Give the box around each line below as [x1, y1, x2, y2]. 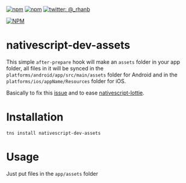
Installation [6, 110, 64, 124]
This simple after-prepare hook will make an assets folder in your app [6, 58, 181, 66]
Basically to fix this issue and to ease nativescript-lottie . [6, 89, 144, 96]
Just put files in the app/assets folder [6, 170, 98, 177]
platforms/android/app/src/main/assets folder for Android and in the [6, 71, 178, 78]
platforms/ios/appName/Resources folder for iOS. [6, 77, 126, 84]
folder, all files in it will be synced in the [6, 64, 104, 72]
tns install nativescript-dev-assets [6, 130, 101, 136]
